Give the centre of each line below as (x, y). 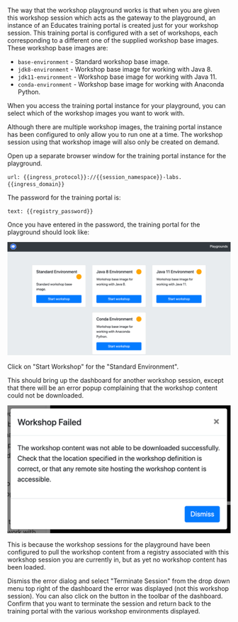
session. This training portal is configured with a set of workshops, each (113, 33)
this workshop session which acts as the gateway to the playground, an (112, 18)
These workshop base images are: (58, 48)
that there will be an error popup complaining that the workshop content (113, 388)
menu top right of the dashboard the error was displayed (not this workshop (118, 589)
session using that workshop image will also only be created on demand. (113, 142)
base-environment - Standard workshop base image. (93, 62)
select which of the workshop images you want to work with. (96, 113)
